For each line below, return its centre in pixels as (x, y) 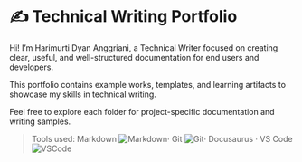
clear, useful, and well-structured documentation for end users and (134, 57)
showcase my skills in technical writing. (83, 94)
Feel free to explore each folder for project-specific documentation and (142, 111)
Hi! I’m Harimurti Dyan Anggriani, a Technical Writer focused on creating (144, 48)
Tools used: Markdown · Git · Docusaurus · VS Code (162, 138)
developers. (32, 67)
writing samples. (40, 121)
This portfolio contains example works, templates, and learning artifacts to (148, 84)
